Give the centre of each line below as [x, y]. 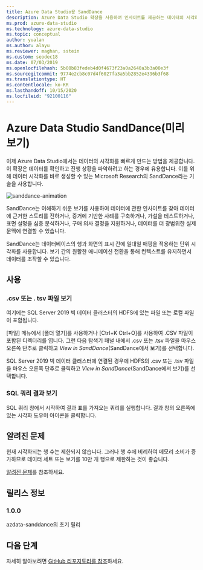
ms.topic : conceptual [34, 34]
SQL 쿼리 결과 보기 [32, 393]
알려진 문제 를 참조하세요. [35, 472]
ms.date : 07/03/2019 [32, 62]
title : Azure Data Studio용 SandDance [54, 12]
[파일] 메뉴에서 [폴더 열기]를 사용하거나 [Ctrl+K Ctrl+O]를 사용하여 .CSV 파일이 [100, 333]
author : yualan [25, 40]
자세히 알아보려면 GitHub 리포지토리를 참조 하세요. [65, 561]
